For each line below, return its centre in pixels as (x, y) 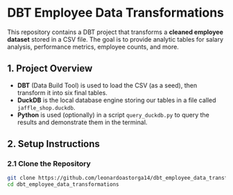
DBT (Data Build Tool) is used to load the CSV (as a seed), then (107, 85)
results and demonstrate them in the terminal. (82, 122)
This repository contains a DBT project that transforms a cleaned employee (115, 32)
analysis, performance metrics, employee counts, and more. (93, 46)
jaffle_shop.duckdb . (46, 107)
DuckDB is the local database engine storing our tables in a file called (116, 100)
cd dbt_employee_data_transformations (63, 185)
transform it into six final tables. (62, 92)
